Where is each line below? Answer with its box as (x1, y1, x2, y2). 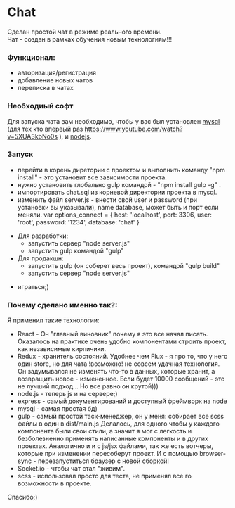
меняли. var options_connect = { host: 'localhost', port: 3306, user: (17, 210, 213, 219)
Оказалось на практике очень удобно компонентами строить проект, (17, 337, 227, 345)
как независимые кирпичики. (17, 345, 107, 353)
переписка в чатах (17, 84, 74, 92)
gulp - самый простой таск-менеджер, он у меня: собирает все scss (17, 412, 224, 421)
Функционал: (7, 52, 56, 62)
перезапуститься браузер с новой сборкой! (37, 457, 170, 465)
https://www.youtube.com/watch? (84, 125, 183, 133)
